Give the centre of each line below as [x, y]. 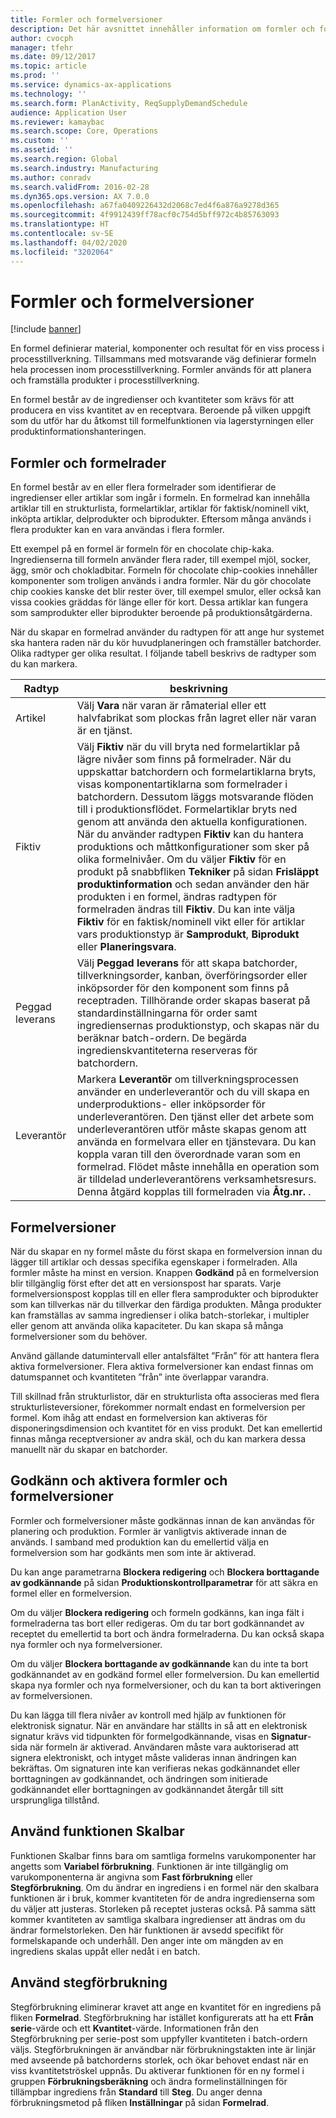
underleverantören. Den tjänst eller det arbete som [195, 1117]
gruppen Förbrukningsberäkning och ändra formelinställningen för [149, 2081]
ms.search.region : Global [64, 159]
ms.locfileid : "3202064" [62, 252]
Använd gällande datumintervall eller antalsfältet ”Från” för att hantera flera [165, 1356]
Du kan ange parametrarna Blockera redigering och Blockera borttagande [165, 1572]
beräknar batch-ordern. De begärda [161, 1038]
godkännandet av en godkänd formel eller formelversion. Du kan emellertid [165, 1674]
